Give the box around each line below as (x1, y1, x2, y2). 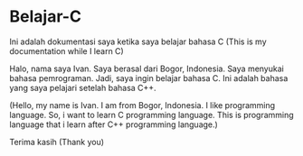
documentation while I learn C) (9, 45, 124, 56)
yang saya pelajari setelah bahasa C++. (9, 82, 156, 93)
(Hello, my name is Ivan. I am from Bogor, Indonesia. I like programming (9, 99, 276, 110)
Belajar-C (9, 6, 82, 27)
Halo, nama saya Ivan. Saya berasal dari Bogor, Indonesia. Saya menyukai (9, 63, 285, 74)
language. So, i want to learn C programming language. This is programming (9, 109, 294, 120)
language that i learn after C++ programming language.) (9, 119, 219, 130)
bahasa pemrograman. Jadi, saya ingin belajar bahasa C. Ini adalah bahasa (9, 72, 289, 83)
